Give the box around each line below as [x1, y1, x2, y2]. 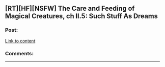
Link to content [5, 38, 36, 44]
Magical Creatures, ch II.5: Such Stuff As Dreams [5, 12, 158, 21]
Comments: [5, 50, 34, 57]
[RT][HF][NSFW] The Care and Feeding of [5, 4, 135, 13]
